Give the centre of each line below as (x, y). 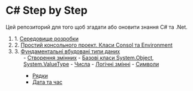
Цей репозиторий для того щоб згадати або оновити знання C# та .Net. (97, 27)
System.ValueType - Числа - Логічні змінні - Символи (91, 64)
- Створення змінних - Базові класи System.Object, (88, 57)
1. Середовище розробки (46, 38)
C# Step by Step (47, 10)
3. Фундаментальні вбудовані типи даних (67, 51)
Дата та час (47, 82)
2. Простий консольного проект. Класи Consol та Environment (94, 45)
